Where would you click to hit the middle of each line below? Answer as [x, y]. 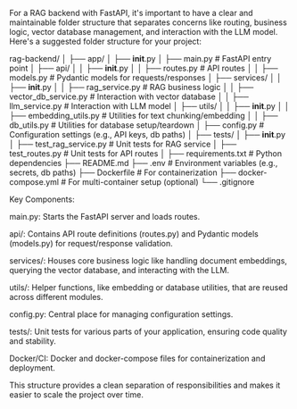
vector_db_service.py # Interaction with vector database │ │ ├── [129, 96]
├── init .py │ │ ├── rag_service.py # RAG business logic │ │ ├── [132, 87]
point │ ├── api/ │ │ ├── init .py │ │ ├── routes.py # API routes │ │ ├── [144, 68]
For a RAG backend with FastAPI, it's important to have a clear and [131, 13]
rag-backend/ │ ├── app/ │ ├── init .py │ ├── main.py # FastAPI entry [140, 58]
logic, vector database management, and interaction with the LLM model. [144, 32]
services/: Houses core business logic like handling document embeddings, [148, 261]
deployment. [32, 368]
